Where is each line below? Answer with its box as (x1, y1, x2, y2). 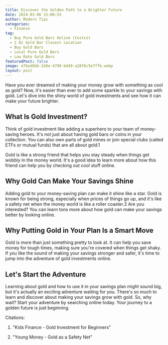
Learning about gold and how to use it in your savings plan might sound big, (5, 284, 162, 290)
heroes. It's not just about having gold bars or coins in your (20, 131, 142, 137)
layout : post (5, 68, 33, 73)
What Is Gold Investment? (5, 113, 88, 121)
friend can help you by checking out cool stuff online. (5, 162, 116, 168)
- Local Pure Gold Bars (10, 49, 59, 54)
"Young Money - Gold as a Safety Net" (12, 334, 93, 340)
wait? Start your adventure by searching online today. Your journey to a (5, 300, 152, 306)
